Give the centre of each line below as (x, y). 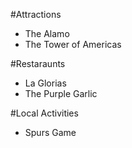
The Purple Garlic (61, 93)
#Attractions (36, 14)
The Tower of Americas (73, 44)
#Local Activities (44, 113)
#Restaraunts (38, 63)
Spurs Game (50, 132)
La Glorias (45, 83)
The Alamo (47, 33)
